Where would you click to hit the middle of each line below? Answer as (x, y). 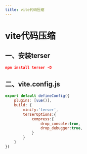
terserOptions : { (40, 114)
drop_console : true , (60, 124)
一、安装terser (28, 56)
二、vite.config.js (33, 84)
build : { (23, 105)
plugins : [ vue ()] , (33, 101)
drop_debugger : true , (62, 128)
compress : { (43, 119)
